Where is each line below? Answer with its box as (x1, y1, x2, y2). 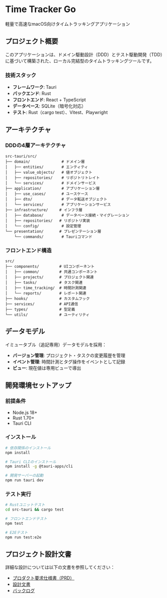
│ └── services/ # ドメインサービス (5, 180, 97, 185)
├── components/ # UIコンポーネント (5, 264, 95, 269)
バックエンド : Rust (12, 90, 51, 96)
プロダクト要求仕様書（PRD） (12, 575, 74, 581)
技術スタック (5, 72, 37, 79)
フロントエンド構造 (5, 246, 52, 254)
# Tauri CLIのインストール (5, 459, 56, 464)
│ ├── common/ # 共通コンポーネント (5, 269, 98, 275)
